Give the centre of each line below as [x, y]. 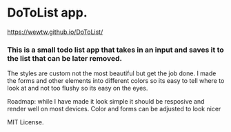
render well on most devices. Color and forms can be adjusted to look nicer [114, 109]
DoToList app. [47, 13]
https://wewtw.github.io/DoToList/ [55, 32]
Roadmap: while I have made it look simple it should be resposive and [106, 102]
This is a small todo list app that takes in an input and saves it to [115, 50]
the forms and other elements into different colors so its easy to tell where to [116, 81]
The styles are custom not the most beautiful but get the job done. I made [112, 73]
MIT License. [26, 122]
